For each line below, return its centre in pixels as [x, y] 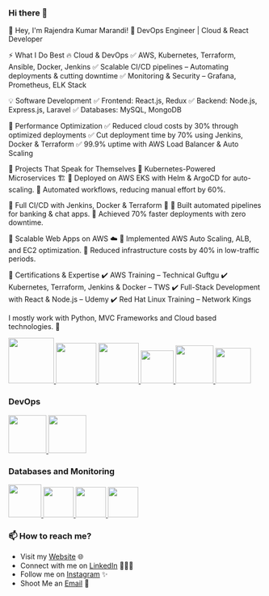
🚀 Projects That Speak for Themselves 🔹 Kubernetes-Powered [112, 169]
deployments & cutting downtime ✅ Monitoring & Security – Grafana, [122, 76]
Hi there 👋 [28, 13]
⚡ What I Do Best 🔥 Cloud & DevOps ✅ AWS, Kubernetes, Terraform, [122, 55]
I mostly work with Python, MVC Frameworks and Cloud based [112, 318]
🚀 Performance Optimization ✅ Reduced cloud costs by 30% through [123, 126]
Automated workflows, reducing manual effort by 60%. [134, 190]
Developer [25, 39]
